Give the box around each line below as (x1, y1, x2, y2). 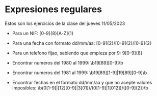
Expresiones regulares (5, 4, 102, 15)
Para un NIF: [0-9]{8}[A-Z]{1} (12, 30, 74, 36)
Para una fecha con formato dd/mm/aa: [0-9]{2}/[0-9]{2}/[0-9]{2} (12, 40, 152, 46)
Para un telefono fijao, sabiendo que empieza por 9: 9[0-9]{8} (12, 50, 143, 56)
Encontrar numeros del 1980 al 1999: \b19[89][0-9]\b (12, 59, 123, 66)
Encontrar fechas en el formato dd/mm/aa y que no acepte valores (12, 79, 152, 85)
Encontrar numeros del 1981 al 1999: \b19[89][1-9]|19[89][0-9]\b (12, 70, 147, 76)
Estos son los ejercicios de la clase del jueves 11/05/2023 (5, 20, 125, 26)
